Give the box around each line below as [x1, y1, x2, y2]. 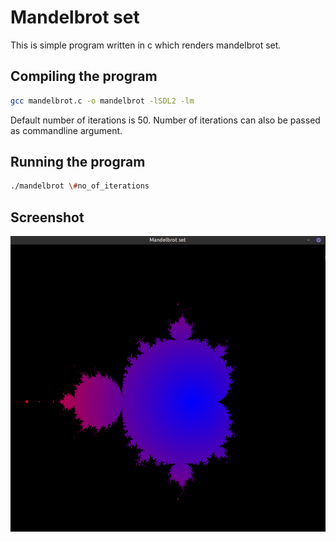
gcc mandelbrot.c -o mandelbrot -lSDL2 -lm [10, 96, 195, 106]
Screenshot [10, 209, 85, 226]
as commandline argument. [10, 124, 123, 136]
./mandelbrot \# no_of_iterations [10, 181, 150, 191]
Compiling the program [10, 68, 158, 85]
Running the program [10, 154, 146, 171]
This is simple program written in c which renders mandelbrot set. [10, 39, 282, 51]
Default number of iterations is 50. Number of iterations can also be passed [10, 114, 321, 126]
